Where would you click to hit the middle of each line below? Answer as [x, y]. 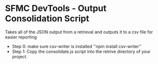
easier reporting [21, 37]
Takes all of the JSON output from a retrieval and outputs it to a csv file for [79, 32]
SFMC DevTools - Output [56, 8]
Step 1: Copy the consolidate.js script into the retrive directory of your [81, 51]
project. [20, 56]
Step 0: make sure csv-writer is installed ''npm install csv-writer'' [77, 46]
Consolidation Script [47, 19]
